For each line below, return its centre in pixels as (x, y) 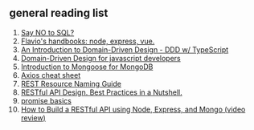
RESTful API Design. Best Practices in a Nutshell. (102, 92)
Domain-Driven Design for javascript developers (100, 58)
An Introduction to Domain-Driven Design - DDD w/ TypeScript (125, 49)
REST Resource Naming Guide (71, 83)
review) (33, 118)
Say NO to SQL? (47, 32)
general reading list (59, 13)
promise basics (46, 100)
